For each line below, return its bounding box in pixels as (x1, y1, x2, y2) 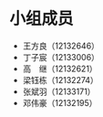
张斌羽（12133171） (22, 86, 96, 97)
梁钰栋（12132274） (22, 74, 98, 85)
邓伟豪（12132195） (22, 97, 98, 108)
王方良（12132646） (22, 40, 100, 51)
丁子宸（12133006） (22, 51, 100, 62)
